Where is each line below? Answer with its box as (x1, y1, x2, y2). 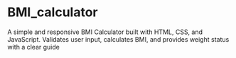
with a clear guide (7, 42, 60, 51)
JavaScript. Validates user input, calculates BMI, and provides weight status (7, 35, 230, 43)
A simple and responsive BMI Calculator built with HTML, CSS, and (7, 28, 203, 36)
